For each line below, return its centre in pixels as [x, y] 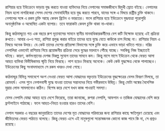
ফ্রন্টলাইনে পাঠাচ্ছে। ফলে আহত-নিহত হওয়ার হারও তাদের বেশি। [50, 103]
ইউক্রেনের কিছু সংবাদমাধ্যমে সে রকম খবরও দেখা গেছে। [44, 67]
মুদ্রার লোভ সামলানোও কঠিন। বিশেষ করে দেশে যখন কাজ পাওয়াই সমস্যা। [56, 88]
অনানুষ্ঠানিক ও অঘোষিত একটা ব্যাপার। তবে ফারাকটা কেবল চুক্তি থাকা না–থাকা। [60, 24]
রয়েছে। [11, 124]
